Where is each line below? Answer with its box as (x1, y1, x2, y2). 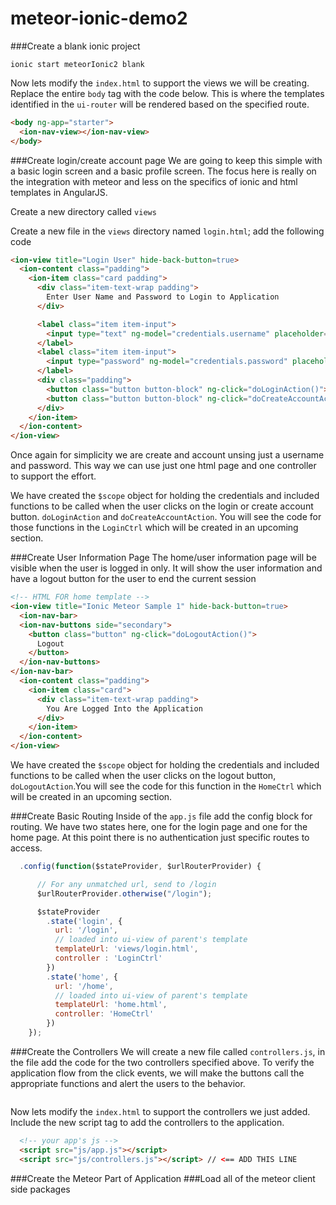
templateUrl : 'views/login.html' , (54, 944, 199, 954)
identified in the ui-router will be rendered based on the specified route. (10, 98, 310, 110)
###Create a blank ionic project (10, 40, 141, 52)
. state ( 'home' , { (46, 972, 118, 982)
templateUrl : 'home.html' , (54, 1000, 168, 1010)
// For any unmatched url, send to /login (36, 879, 217, 889)
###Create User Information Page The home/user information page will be (10, 552, 317, 564)
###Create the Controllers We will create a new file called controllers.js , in (10, 1045, 326, 1057)
